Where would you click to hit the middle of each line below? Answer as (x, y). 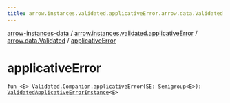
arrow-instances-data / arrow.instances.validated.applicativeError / (102, 33)
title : (17, 13)
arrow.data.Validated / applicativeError (62, 40)
